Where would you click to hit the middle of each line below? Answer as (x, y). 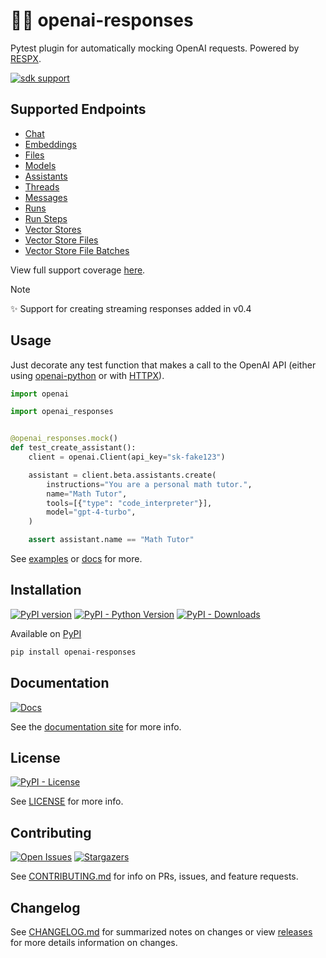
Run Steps (46, 218)
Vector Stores (53, 229)
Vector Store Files (61, 240)
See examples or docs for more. (76, 559)
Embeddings (50, 144)
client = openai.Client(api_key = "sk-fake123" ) (127, 457)
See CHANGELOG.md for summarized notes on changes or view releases (161, 932)
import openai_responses (62, 412)
